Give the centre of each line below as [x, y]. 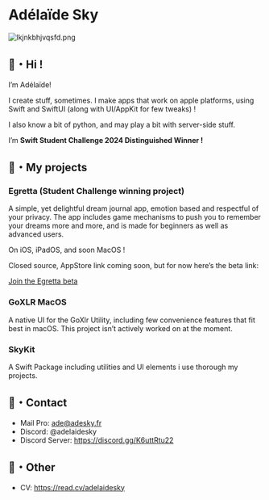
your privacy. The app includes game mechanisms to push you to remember [135, 217]
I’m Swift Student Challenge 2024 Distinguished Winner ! [106, 140]
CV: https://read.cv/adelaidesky [72, 487]
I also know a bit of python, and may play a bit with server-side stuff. [122, 124]
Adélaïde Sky [54, 15]
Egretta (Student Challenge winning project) [97, 191]
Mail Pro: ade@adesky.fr [61, 422]
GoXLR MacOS [37, 302]
